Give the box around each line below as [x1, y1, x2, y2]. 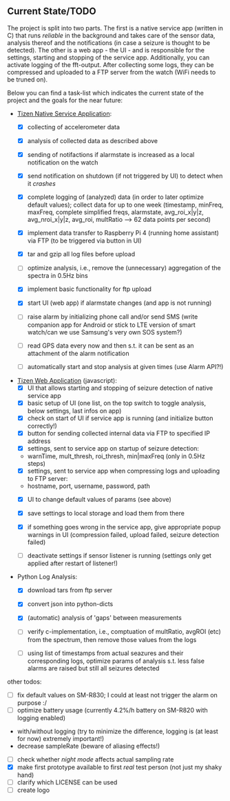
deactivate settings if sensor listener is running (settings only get [27, 552, 212, 560]
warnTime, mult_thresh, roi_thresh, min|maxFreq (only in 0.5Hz [27, 452, 205, 460]
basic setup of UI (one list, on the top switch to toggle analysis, [27, 399, 207, 407]
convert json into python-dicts [27, 600, 114, 608]
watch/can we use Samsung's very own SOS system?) [27, 328, 182, 336]
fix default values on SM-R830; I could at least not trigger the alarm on [17, 690, 218, 699]
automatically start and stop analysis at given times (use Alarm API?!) [27, 362, 224, 370]
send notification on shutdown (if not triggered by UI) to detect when [27, 172, 223, 180]
